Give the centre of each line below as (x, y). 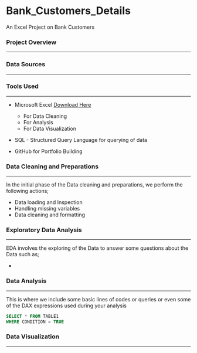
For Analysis (38, 122)
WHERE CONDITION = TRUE (35, 322)
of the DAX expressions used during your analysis (67, 306)
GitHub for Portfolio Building (49, 151)
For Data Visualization (50, 128)
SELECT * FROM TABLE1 (33, 316)
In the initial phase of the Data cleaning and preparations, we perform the (94, 185)
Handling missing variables (47, 209)
